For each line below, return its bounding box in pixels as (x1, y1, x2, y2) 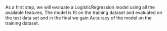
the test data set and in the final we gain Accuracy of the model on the (5, 15, 152, 20)
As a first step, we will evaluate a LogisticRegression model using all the (5, 4, 155, 10)
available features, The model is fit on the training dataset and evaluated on (5, 9, 162, 15)
